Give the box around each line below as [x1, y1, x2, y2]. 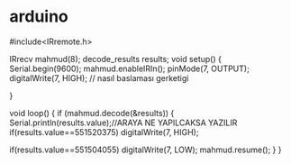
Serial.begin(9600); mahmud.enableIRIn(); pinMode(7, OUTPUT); [9, 63, 250, 74]
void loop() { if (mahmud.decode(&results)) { [9, 107, 175, 118]
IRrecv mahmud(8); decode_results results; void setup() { [9, 53, 223, 64]
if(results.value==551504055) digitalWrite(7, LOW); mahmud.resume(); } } [9, 144, 282, 155]
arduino [9, 6, 69, 27]
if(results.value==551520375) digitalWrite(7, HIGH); [9, 126, 199, 137]
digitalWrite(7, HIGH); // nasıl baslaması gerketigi [9, 72, 189, 83]
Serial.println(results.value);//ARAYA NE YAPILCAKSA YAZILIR [9, 117, 238, 128]
